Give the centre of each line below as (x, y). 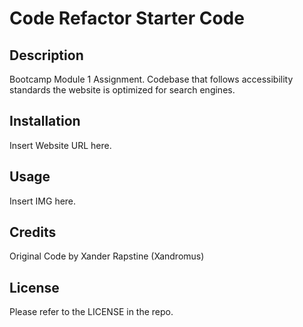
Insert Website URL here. (60, 145)
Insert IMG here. (43, 201)
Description (46, 55)
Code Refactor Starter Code (127, 18)
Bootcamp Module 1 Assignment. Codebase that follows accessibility (151, 79)
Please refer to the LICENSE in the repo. (91, 312)
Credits (33, 232)
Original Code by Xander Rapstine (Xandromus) (107, 256)
